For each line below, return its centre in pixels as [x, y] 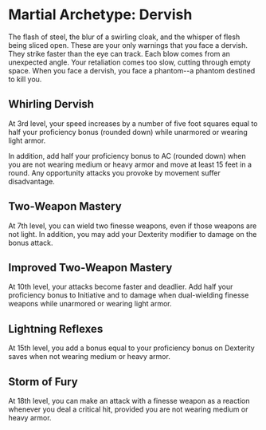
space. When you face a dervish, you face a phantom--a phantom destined [132, 70]
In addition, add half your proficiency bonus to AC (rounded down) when [127, 156]
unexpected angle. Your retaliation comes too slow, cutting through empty [129, 62]
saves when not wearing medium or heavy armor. [90, 357]
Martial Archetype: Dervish [100, 15]
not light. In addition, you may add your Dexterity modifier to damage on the [133, 234]
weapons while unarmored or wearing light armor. [90, 304]
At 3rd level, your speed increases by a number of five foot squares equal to [133, 123]
